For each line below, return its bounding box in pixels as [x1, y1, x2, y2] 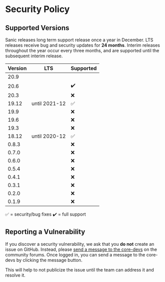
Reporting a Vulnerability [5, 228, 85, 236]
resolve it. [5, 272, 26, 278]
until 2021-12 [32, 100, 66, 107]
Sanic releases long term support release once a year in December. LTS [5, 37, 153, 43]
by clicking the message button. [16, 257, 83, 263]
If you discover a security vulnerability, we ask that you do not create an [5, 241, 154, 247]
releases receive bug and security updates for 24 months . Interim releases [5, 42, 160, 48]
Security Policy [5, 4, 70, 15]
